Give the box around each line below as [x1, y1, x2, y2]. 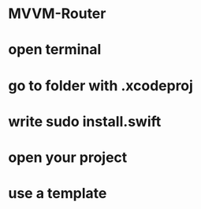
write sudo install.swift [8, 112, 162, 130]
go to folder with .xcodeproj [8, 76, 193, 94]
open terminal [8, 41, 102, 59]
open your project [8, 148, 128, 166]
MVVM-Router [8, 5, 106, 23]
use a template [8, 185, 107, 203]
